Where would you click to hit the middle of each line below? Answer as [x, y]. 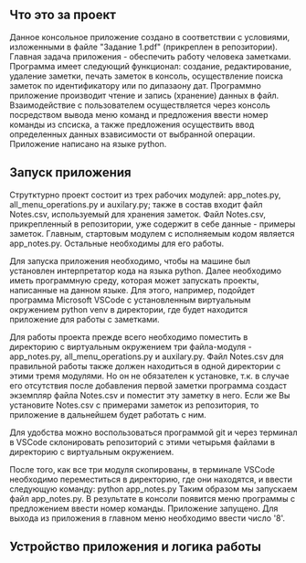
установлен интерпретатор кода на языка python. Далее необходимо [145, 271]
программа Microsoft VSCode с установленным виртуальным [130, 300]
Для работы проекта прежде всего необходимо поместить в [129, 336]
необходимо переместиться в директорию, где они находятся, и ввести [151, 479]
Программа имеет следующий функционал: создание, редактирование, [151, 66]
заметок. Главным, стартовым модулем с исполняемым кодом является [152, 233]
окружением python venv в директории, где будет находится [129, 309]
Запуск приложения [70, 173]
